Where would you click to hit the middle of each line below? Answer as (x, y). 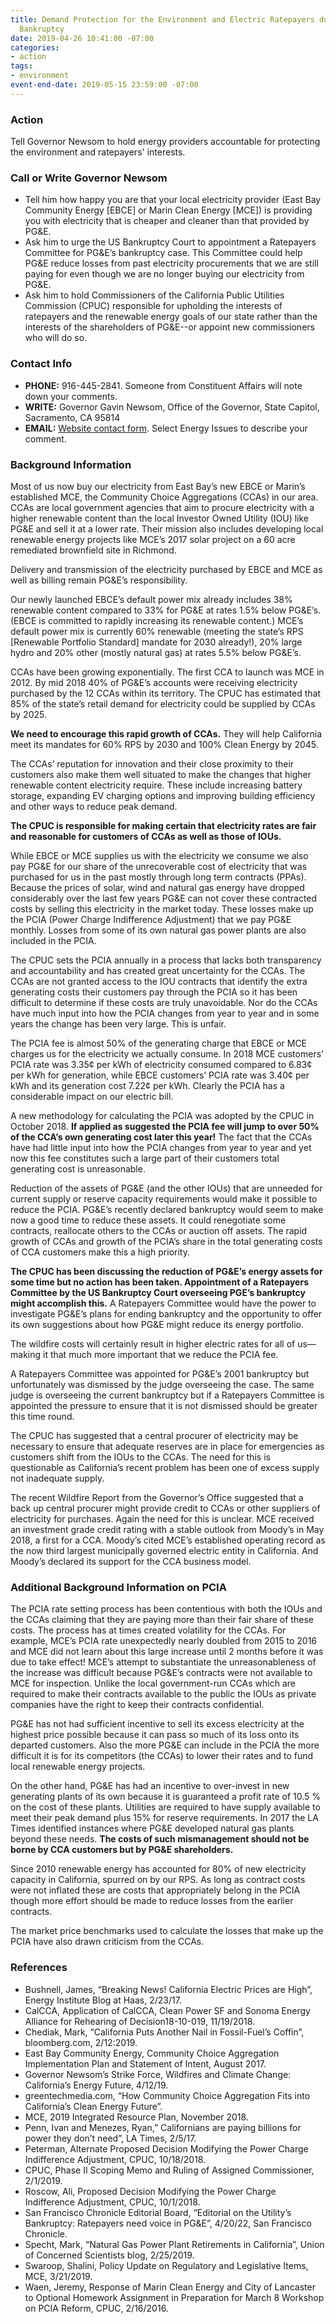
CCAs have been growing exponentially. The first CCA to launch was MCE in (167, 672)
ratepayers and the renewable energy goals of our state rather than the (171, 317)
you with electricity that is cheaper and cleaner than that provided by (167, 221)
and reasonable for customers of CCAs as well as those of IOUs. (146, 836)
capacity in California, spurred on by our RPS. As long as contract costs (158, 1880)
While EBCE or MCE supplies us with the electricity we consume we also (159, 855)
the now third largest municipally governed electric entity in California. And (164, 1550)
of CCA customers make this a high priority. (100, 1252)
